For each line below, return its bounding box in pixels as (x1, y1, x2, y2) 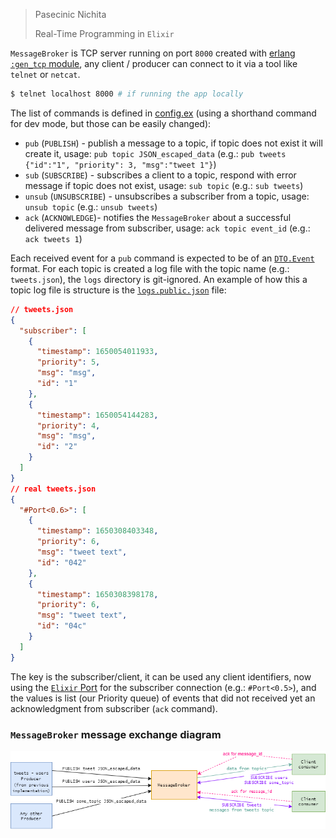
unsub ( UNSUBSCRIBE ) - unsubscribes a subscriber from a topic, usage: (24, 190, 310, 202)
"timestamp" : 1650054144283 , (36, 410, 159, 420)
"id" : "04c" (36, 621, 87, 631)
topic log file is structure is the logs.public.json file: (10, 284, 227, 296)
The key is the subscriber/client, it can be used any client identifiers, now (10, 670, 312, 683)
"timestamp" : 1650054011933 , (36, 347, 159, 357)
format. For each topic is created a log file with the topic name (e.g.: (10, 262, 290, 274)
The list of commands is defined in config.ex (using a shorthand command (10, 107, 317, 119)
